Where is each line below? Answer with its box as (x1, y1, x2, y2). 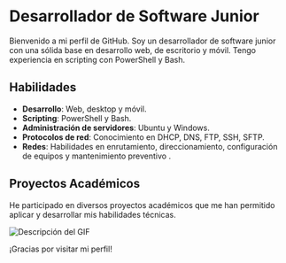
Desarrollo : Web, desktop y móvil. (21, 104, 147, 114)
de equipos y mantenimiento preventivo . (21, 151, 171, 161)
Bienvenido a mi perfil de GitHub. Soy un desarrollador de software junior (9, 35, 276, 46)
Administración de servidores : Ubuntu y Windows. (21, 122, 210, 133)
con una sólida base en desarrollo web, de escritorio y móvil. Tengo (9, 44, 257, 55)
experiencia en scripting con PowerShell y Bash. (9, 54, 186, 65)
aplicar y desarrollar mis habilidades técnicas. (9, 209, 177, 220)
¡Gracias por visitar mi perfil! (9, 244, 112, 254)
